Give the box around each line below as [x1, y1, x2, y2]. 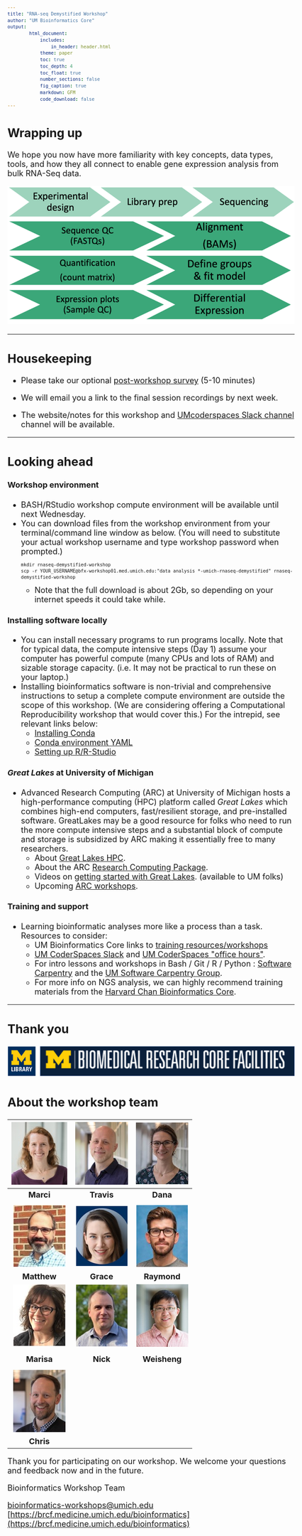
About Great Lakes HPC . [34, 852, 126, 863]
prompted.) [21, 547, 63, 557]
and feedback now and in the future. [7, 1465, 144, 1476]
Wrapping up [7, 125, 83, 141]
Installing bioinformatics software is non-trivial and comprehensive [21, 682, 272, 692]
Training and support [7, 901, 89, 911]
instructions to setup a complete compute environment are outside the [21, 691, 285, 702]
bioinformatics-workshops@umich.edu [7, 1500, 154, 1510]
